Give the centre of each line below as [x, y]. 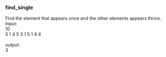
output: [13, 45]
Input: [11, 23]
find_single [19, 7]
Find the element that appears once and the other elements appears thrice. [83, 18]
